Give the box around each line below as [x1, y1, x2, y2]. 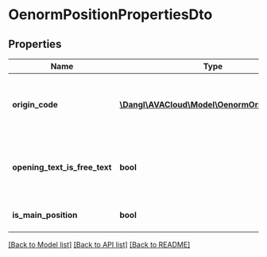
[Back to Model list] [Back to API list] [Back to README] [8, 240, 191, 249]
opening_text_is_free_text [12, 162, 112, 173]
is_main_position [12, 209, 78, 220]
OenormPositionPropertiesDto [8, 6, 213, 24]
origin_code [12, 99, 58, 110]
